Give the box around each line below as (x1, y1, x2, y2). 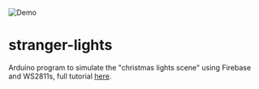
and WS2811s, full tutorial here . (8, 71, 112, 81)
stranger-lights (8, 36, 113, 54)
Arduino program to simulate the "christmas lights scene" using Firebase (8, 62, 252, 72)
